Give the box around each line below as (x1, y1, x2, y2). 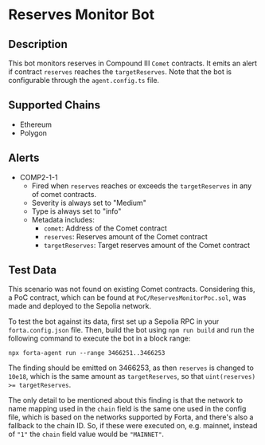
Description (8, 37, 68, 51)
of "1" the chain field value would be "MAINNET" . (8, 429, 165, 439)
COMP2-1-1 (19, 172, 58, 182)
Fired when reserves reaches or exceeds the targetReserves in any (31, 181, 252, 191)
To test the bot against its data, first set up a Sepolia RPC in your (8, 317, 220, 326)
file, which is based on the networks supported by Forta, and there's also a (8, 412, 254, 422)
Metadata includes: (31, 215, 95, 224)
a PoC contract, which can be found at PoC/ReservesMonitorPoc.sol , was (8, 293, 247, 302)
